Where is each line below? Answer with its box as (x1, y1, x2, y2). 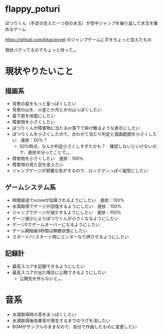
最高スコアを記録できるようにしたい (12, 263, 85, 269)
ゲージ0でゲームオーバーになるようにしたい (12, 221, 100, 227)
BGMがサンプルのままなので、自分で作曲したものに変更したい (12, 323, 137, 330)
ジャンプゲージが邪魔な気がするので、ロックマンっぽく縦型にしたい (12, 167, 148, 174)
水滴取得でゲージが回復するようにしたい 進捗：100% (12, 203, 122, 209)
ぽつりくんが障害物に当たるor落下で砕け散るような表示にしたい (12, 125, 140, 131)
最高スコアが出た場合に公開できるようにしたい (12, 269, 106, 275)
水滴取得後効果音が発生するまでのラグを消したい (12, 317, 110, 323)
